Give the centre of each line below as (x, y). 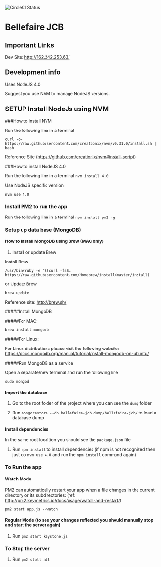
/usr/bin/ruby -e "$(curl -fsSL (38, 271)
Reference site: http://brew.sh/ (36, 302)
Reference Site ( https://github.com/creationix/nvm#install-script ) (70, 157)
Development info (33, 73)
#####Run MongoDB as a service (39, 363)
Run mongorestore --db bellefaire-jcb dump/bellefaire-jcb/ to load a (84, 413)
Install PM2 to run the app (36, 206)
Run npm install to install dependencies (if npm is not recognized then (84, 449)
